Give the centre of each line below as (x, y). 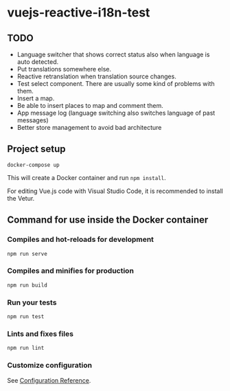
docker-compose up (33, 165)
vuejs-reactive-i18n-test (79, 13)
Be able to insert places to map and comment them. (90, 105)
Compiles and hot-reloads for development (81, 240)
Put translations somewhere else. (64, 69)
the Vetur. (21, 198)
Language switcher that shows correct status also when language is (113, 54)
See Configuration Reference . (49, 380)
